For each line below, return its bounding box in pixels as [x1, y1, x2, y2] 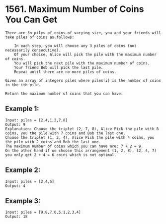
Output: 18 [5, 214, 28, 219]
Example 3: [5, 197, 41, 205]
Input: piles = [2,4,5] [5, 179, 55, 184]
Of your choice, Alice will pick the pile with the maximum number [14, 52, 157, 57]
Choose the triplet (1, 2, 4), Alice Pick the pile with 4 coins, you [5, 135, 155, 140]
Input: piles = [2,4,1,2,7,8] [5, 117, 68, 122]
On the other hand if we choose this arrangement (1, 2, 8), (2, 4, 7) [5, 148, 157, 153]
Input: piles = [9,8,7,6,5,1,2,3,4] [5, 210, 81, 215]
